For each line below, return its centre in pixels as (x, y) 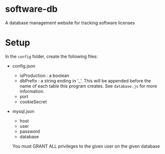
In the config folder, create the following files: (51, 56)
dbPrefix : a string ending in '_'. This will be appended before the (85, 80)
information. (32, 91)
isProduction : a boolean (44, 76)
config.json (24, 66)
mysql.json (23, 111)
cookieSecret (33, 102)
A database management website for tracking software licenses (70, 23)
